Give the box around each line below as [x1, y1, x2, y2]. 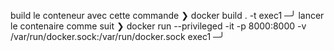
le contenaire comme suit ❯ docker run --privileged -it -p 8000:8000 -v [10, 20, 307, 32]
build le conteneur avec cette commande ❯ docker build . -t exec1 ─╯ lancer [10, 10, 325, 21]
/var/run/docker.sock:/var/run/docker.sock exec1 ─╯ [10, 31, 225, 42]
